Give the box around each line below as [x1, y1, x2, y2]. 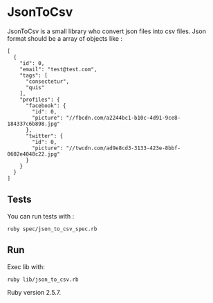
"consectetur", [25, 77, 70, 85]
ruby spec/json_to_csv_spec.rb [7, 226, 98, 232]
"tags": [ [19, 72, 48, 79]
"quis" [25, 84, 45, 91]
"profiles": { [19, 96, 60, 103]
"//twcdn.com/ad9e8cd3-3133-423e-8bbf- [66, 145, 181, 151]
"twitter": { [25, 132, 64, 139]
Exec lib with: [7, 262, 45, 270]
